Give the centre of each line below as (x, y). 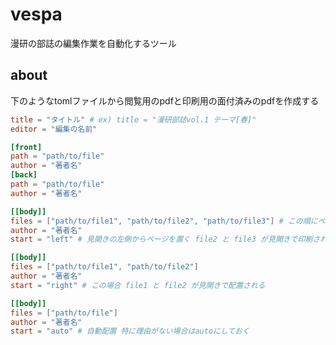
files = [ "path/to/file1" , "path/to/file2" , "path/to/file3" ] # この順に (164, 221)
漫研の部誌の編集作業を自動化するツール (93, 43)
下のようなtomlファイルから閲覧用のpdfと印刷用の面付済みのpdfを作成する (165, 100)
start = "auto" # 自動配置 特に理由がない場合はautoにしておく (130, 331)
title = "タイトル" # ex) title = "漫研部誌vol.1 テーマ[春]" (133, 119)
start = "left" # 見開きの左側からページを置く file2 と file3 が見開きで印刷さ (165, 239)
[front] (26, 147)
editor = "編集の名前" (54, 129)
